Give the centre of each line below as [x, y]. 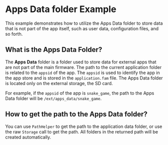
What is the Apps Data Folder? [54, 50]
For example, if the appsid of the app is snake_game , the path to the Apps [80, 93]
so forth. [14, 34]
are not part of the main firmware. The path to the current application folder [83, 67]
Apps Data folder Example [61, 9]
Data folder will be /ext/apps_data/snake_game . [54, 98]
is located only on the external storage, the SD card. [59, 83]
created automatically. [28, 137]
